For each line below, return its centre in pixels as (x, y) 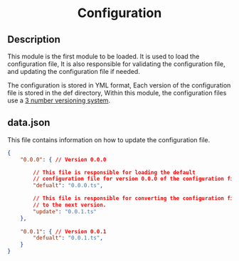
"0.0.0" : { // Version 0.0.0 (63, 159)
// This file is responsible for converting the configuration (128, 198)
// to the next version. (70, 205)
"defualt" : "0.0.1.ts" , (68, 238)
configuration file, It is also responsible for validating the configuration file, (116, 64)
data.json (29, 123)
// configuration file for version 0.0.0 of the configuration (128, 179)
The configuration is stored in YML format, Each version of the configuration (119, 85)
